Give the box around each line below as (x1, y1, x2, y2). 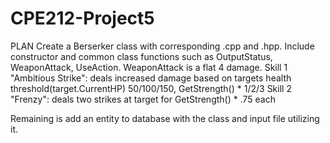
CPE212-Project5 (10, 7, 155, 30)
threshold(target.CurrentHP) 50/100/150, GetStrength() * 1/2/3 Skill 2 (10, 82, 292, 94)
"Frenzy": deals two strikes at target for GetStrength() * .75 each (10, 93, 276, 105)
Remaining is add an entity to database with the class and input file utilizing (10, 112, 320, 124)
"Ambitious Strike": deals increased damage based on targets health (10, 72, 292, 84)
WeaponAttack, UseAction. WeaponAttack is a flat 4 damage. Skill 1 (10, 61, 288, 73)
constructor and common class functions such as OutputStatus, (10, 50, 273, 62)
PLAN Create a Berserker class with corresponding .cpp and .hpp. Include (10, 40, 315, 52)
